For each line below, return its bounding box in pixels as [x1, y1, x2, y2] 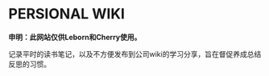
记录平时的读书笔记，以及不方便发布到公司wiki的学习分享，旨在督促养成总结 [8, 49, 262, 58]
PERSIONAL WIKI [8, 5, 125, 23]
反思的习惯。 [8, 59, 51, 69]
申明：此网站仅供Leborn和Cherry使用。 [8, 32, 142, 42]
